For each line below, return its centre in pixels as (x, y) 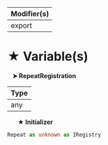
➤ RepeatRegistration (44, 75)
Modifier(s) (30, 14)
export (22, 25)
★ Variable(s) (48, 57)
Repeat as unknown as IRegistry (54, 135)
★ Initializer (35, 122)
